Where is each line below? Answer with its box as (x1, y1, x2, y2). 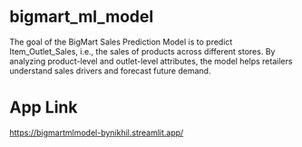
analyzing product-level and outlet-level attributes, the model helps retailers (9, 55, 293, 66)
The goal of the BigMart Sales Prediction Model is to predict (9, 36, 233, 47)
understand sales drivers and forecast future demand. (9, 65, 211, 76)
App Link (9, 97, 78, 118)
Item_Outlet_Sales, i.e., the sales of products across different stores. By (9, 45, 276, 56)
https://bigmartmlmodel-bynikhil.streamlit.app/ (9, 127, 184, 138)
